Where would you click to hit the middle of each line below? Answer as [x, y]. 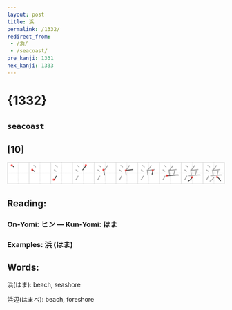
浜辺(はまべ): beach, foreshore [51, 300]
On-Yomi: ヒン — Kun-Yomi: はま [62, 224]
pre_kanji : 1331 [30, 59]
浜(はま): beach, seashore [44, 285]
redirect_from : [29, 37]
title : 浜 [21, 22]
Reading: [27, 203]
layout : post [26, 14]
